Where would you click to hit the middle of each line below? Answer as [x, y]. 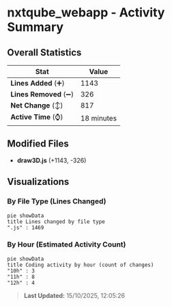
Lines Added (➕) [38, 83]
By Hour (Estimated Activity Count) [67, 244]
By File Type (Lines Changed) [57, 201]
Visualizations [38, 182]
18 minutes [99, 118]
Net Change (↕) [37, 105]
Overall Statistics [44, 52]
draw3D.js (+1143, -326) [52, 160]
